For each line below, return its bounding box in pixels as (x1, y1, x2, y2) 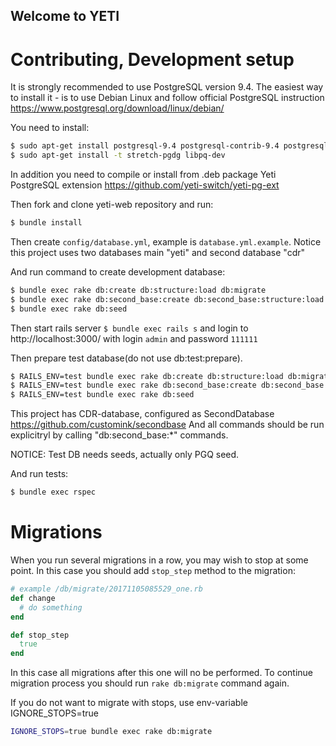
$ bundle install (10, 218, 83, 228)
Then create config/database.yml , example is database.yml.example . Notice (10, 235, 322, 248)
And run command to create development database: (10, 265, 226, 278)
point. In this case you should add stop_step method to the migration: (10, 565, 296, 577)
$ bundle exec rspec (10, 487, 97, 498)
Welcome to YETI (10, 8, 120, 25)
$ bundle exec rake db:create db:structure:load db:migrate (10, 285, 267, 295)
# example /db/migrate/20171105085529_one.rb (10, 584, 203, 594)
